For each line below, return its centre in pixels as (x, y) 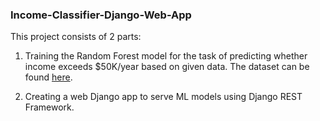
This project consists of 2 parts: (76, 37)
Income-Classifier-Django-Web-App (101, 15)
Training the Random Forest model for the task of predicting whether (166, 56)
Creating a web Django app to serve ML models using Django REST (163, 97)
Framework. (49, 107)
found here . (48, 77)
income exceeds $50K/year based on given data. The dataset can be (167, 67)
